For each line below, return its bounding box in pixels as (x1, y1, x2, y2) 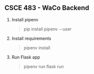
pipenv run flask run (23, 63, 64, 69)
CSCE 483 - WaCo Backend (4, 4, 89, 12)
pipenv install (23, 44, 50, 50)
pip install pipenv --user (23, 26, 72, 32)
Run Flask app (11, 54, 40, 60)
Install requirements (11, 35, 51, 41)
